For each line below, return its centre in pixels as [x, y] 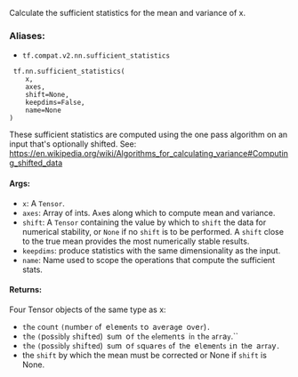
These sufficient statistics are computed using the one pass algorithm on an [149, 135]
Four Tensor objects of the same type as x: [88, 309]
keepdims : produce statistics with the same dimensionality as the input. [151, 250]
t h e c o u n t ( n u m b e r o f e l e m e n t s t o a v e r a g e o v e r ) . [116, 326]
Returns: [26, 290]
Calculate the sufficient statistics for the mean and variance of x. [128, 13]
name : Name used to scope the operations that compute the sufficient [149, 260]
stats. [32, 269]
